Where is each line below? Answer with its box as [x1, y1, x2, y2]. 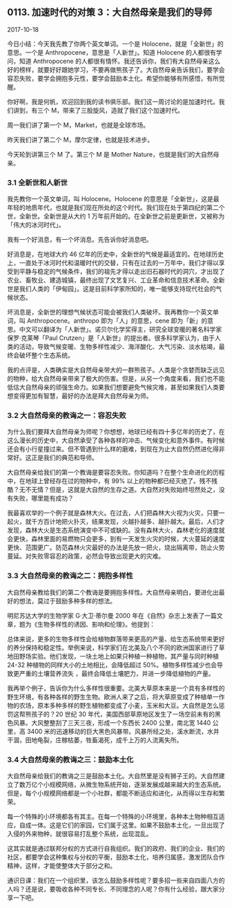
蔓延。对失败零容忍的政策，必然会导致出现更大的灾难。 [7, 552, 164, 560]
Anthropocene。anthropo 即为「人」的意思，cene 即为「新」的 [26, 316, 208, 325]
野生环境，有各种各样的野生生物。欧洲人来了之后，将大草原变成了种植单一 [7, 692, 219, 701]
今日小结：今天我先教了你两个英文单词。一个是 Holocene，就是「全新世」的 [7, 39, 224, 48]
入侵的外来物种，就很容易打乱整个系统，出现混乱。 [7, 830, 153, 838]
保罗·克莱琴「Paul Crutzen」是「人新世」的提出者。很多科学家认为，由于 [7, 334, 215, 342]
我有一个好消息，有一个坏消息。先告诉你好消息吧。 [7, 236, 153, 244]
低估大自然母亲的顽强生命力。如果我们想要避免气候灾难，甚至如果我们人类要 [7, 383, 225, 392]
